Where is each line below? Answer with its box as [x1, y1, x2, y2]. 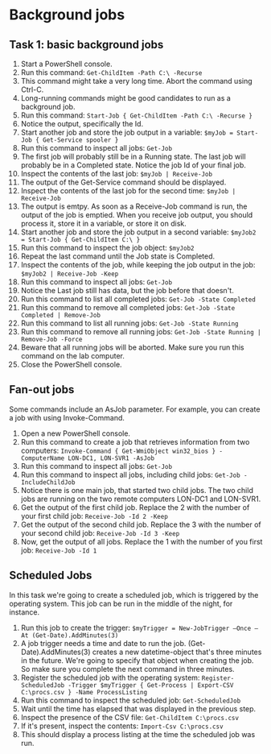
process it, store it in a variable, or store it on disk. [20, 219, 187, 228]
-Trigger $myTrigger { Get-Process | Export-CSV [68, 681, 234, 690]
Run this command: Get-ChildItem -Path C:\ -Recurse [20, 68, 203, 77]
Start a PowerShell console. [20, 59, 113, 68]
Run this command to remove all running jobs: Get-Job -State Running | [20, 327, 261, 336]
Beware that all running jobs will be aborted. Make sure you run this [20, 342, 244, 352]
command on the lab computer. [20, 351, 125, 360]
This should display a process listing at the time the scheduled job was [20, 729, 256, 739]
